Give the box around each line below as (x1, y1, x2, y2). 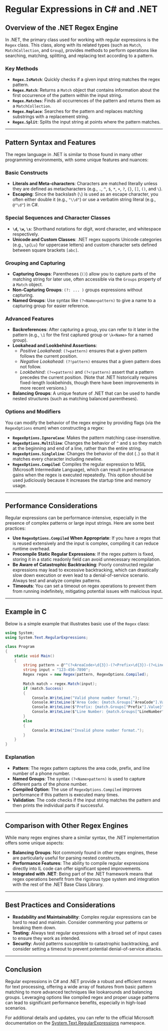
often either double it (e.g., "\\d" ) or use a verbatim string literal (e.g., (12, 197, 156, 203)
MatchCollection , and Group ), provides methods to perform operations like (5, 48, 157, 53)
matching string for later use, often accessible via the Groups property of (12, 276, 161, 282)
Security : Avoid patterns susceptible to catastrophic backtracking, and (12, 940, 159, 946)
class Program (5, 644, 35, 649)
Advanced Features (5, 315, 54, 322)
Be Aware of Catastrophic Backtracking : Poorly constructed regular (12, 562, 154, 568)
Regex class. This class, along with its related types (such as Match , (5, 42, 142, 48)
